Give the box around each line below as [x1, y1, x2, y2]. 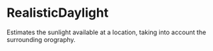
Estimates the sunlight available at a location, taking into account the [6, 28, 207, 36]
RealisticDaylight [6, 5, 109, 21]
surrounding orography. [6, 35, 76, 43]
